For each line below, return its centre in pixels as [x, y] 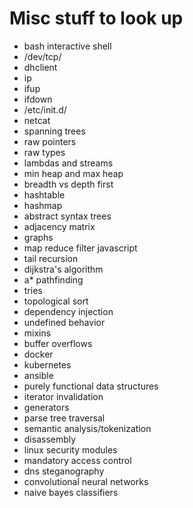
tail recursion [51, 258]
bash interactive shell [67, 46]
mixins [37, 333]
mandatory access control [77, 460]
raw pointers [50, 141]
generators [46, 407]
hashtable [44, 194]
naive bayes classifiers [71, 492]
